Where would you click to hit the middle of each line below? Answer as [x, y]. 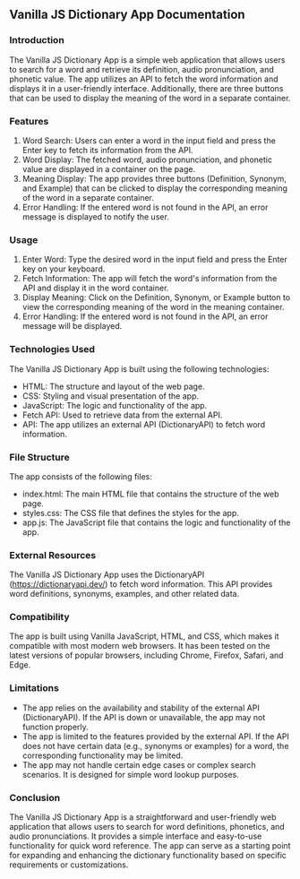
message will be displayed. [72, 326]
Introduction [37, 40]
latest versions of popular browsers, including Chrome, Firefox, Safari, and [146, 655]
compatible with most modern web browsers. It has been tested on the [140, 646]
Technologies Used [52, 349]
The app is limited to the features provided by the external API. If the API [155, 736]
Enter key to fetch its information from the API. [108, 150]
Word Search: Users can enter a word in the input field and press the [149, 140]
